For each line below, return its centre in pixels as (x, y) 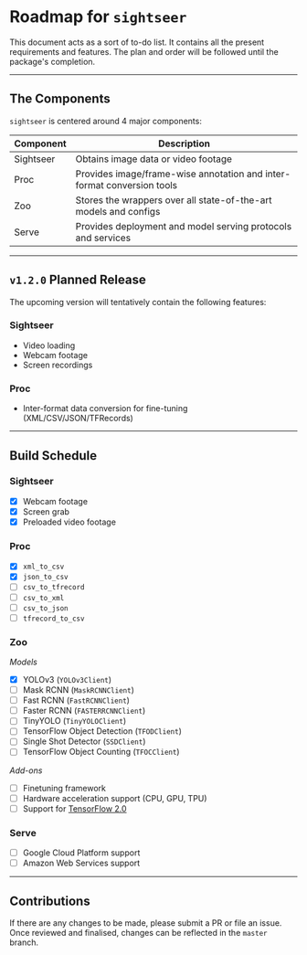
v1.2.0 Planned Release (78, 280)
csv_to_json (45, 608)
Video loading (49, 345)
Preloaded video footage (69, 522)
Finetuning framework (64, 788)
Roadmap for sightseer (98, 17)
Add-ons (26, 770)
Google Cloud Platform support (81, 853)
